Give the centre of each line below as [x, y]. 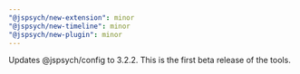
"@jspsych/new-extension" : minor [72, 18]
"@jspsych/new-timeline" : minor [69, 26]
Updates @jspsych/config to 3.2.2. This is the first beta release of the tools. [150, 60]
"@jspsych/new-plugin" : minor [66, 34]
